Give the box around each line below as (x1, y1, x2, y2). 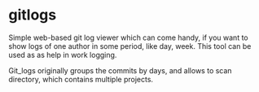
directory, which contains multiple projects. (8, 74, 153, 84)
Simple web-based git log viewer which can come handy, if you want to (8, 33, 248, 42)
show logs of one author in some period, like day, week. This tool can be (8, 41, 252, 50)
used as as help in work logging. (8, 50, 117, 59)
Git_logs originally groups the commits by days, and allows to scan (8, 65, 232, 75)
